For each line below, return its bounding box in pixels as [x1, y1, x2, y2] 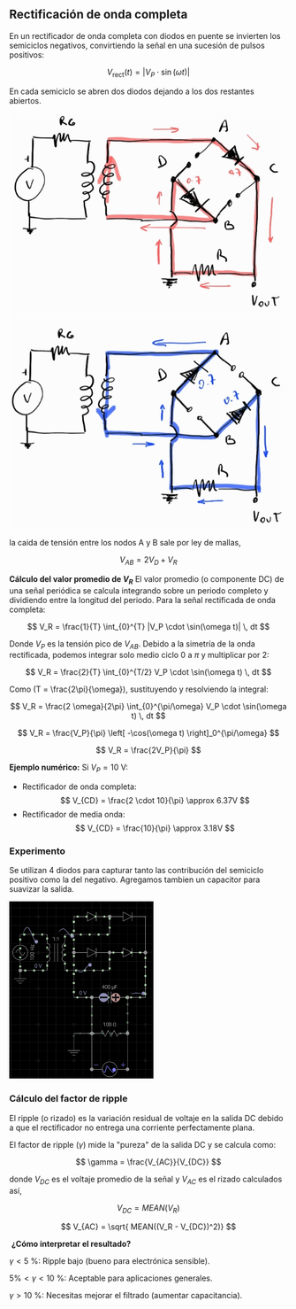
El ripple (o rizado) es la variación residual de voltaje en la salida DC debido [9, 1112, 284, 1123]
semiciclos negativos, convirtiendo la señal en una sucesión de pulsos [9, 40, 265, 50]
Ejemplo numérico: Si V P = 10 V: [9, 762, 128, 775]
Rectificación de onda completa [9, 7, 188, 22]
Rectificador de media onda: [21, 809, 125, 820]
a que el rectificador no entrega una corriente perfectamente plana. [9, 1122, 255, 1133]
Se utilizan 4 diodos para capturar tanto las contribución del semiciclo [9, 865, 264, 876]
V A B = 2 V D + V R [118, 554, 178, 567]
